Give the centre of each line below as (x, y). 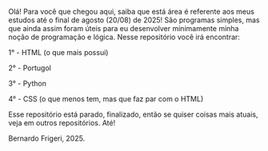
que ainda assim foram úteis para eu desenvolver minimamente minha (124, 28)
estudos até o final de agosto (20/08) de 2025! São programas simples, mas (134, 20)
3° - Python (27, 83)
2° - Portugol (30, 68)
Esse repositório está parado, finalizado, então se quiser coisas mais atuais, (133, 114)
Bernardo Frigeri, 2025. (47, 138)
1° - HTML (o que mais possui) (58, 52)
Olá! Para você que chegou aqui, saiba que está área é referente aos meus (131, 12)
